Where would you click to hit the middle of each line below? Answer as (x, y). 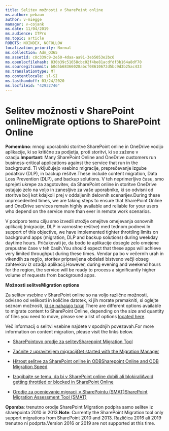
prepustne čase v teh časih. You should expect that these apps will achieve (83, 248)
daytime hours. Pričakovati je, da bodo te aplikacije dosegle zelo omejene (82, 242)
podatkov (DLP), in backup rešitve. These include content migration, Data (81, 173)
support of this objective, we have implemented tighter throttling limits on (82, 232)
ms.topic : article (25, 39)
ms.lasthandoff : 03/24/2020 (35, 81)
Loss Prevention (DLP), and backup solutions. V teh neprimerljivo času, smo (84, 179)
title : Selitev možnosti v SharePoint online (54, 10)
